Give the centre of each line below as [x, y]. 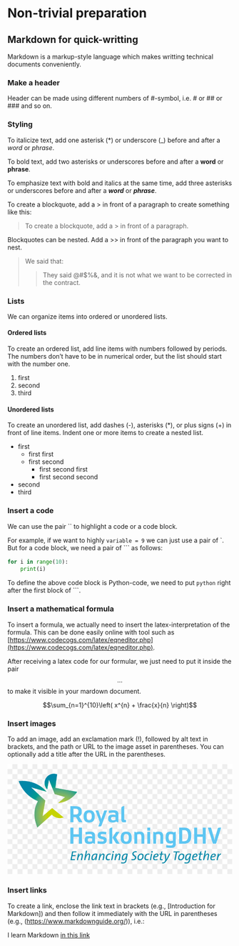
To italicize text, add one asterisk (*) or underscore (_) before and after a [114, 140]
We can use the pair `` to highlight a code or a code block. [93, 526]
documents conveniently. [45, 64]
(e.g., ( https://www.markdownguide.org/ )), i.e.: [76, 921]
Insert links [27, 890]
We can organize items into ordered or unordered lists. [87, 317]
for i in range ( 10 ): [38, 562]
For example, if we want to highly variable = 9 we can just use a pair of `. [116, 540]
